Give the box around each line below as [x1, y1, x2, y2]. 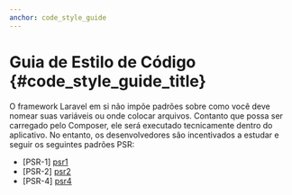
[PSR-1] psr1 [22, 156, 68, 167]
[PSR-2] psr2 [22, 165, 72, 176]
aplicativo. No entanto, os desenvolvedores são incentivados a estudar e [9, 129, 279, 140]
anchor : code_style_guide [9, 13, 106, 22]
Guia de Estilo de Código [9, 51, 196, 72]
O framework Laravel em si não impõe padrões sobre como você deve [9, 101, 270, 111]
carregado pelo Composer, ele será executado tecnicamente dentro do [9, 120, 273, 130]
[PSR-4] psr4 [22, 175, 72, 186]
